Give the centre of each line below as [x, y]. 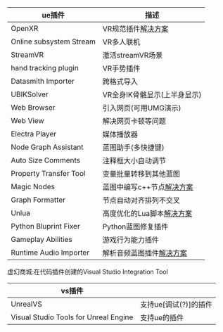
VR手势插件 [121, 68]
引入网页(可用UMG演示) [142, 108]
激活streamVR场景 [133, 55]
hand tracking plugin [45, 68]
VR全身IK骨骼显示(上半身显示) [152, 95]
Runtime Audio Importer [50, 253]
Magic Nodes [33, 187]
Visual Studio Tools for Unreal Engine [72, 317]
